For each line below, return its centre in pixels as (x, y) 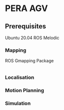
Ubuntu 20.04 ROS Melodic (32, 38)
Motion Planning (25, 91)
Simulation (18, 103)
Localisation (20, 78)
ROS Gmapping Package (29, 61)
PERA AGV (26, 8)
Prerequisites (26, 26)
